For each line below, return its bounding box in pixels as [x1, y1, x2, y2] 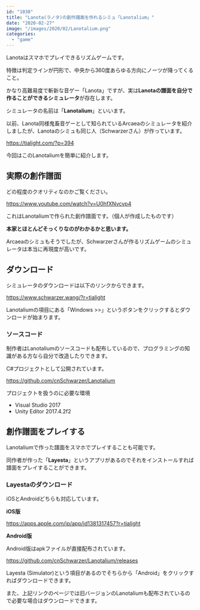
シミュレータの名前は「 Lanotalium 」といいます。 [6, 107, 129, 114]
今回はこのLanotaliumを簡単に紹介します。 [6, 152, 112, 159]
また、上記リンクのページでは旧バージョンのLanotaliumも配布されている [6, 590, 186, 597]
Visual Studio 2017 [14, 401, 61, 408]
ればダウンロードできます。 [6, 577, 74, 584]
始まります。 [32, 313, 64, 321]
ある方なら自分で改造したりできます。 [16, 352, 111, 359]
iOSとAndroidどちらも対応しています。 [6, 495, 102, 503]
